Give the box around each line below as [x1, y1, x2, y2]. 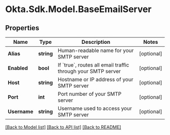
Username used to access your [58, 105, 132, 112]
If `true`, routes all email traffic [58, 61, 130, 69]
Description [81, 39, 110, 45]
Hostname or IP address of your [58, 76, 134, 83]
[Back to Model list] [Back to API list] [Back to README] [5, 124, 121, 130]
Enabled [8, 64, 28, 72]
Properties [5, 24, 39, 32]
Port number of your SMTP [58, 91, 122, 97]
